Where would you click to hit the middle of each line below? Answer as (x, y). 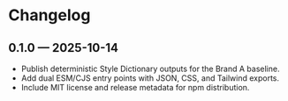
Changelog (49, 15)
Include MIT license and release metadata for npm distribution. (135, 87)
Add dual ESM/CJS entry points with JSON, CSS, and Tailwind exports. (150, 78)
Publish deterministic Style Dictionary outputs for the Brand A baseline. (150, 69)
